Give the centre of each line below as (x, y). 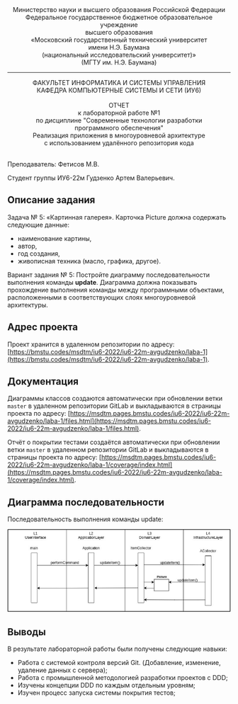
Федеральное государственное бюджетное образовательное (119, 17)
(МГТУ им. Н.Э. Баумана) (119, 62)
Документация (43, 381)
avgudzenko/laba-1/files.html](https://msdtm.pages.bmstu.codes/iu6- (109, 421)
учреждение (119, 25)
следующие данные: (38, 225)
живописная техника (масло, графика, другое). (89, 261)
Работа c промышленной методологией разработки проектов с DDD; (123, 677)
